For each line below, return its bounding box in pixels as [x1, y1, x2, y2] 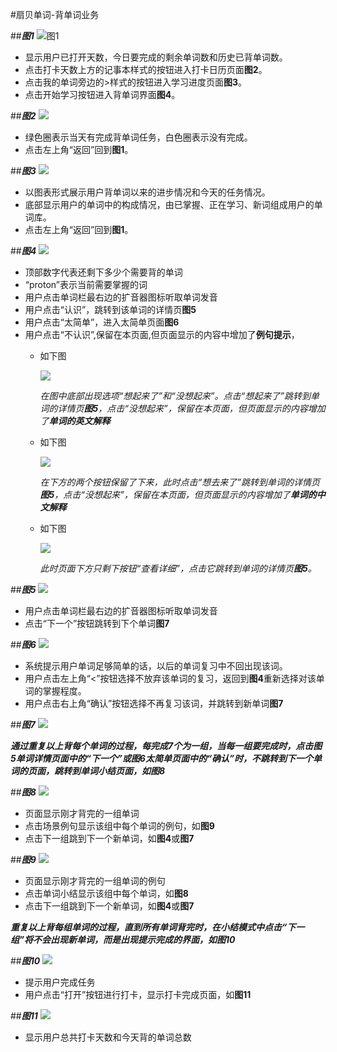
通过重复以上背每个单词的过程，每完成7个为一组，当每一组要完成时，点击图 [10, 740, 323, 752]
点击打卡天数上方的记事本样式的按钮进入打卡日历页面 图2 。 [24, 64, 268, 75]
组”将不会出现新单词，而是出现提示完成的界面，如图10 [10, 934, 236, 945]
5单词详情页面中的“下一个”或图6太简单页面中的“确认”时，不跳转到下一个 [10, 753, 314, 764]
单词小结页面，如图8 [79, 765, 166, 777]
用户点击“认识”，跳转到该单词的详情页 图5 [24, 304, 197, 315]
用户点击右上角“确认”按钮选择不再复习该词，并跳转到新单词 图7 [24, 698, 284, 709]
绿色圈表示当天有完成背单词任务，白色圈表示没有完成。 [24, 131, 253, 143]
